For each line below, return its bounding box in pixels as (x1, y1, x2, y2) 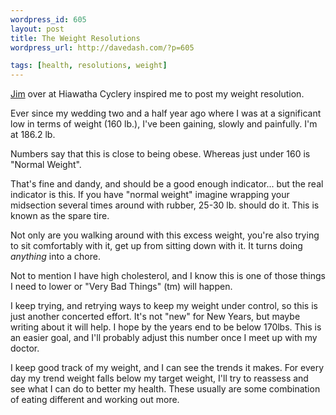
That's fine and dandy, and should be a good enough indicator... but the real (10, 178, 324, 190)
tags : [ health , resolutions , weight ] (10, 61, 168, 71)
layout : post (10, 24, 65, 34)
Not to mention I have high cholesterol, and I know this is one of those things (10, 270, 326, 282)
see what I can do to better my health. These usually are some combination (10, 383, 321, 395)
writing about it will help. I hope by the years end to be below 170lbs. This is (10, 321, 322, 333)
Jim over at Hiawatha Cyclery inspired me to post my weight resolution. (10, 88, 305, 100)
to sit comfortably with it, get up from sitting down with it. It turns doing (10, 240, 303, 252)
